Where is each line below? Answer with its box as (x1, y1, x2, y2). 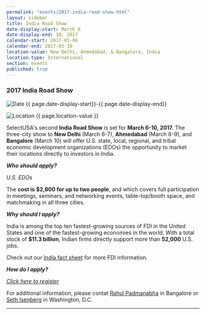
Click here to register (6, 277, 59, 285)
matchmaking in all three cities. (6, 199, 85, 206)
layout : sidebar (6, 15, 48, 21)
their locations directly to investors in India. (6, 150, 115, 157)
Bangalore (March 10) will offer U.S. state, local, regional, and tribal (6, 137, 176, 144)
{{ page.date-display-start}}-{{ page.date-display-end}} (25, 100, 167, 107)
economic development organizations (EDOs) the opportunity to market (6, 143, 187, 151)
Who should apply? (6, 162, 57, 169)
